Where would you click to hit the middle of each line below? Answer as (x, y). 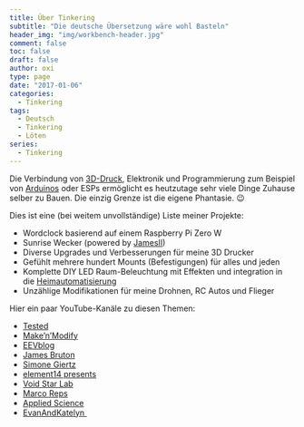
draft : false (34, 60)
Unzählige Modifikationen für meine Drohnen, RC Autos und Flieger (148, 290)
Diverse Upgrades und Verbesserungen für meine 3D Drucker (138, 252)
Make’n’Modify (50, 335)
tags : (20, 111)
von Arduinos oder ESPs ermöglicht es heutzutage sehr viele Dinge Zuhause (152, 188)
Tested (35, 325)
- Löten (32, 136)
